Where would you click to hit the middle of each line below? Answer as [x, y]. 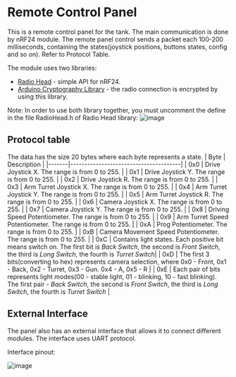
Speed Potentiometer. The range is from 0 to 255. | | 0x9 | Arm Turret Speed [118, 216]
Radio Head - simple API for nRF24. [69, 81]
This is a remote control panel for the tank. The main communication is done [118, 32]
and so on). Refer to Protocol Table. [59, 54]
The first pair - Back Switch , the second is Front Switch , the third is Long [113, 284]
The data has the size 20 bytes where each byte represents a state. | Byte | [116, 156]
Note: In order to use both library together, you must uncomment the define [117, 110]
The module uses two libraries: [52, 68]
